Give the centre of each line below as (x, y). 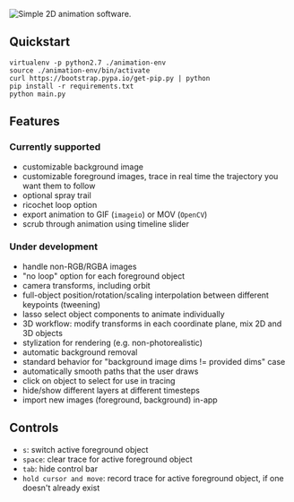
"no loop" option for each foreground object (104, 276)
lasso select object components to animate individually (124, 314)
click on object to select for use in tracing (99, 380)
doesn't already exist (61, 488)
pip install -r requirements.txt (72, 86)
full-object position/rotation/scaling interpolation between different (145, 295)
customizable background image (82, 167)
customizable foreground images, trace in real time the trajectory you (150, 176)
